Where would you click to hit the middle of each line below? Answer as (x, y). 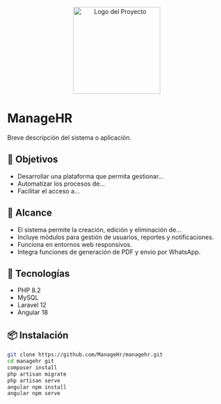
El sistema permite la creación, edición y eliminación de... (99, 229)
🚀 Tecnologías (39, 274)
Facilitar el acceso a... (48, 191)
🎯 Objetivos (33, 160)
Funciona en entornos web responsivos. (75, 244)
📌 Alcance (30, 213)
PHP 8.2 (29, 290)
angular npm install (37, 387)
